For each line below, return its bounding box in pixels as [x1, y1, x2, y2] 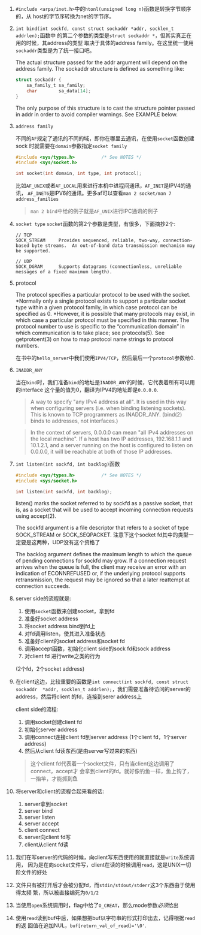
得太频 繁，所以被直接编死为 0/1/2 [15, 889, 99, 896]
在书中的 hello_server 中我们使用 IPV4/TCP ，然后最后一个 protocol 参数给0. [15, 354, 195, 361]
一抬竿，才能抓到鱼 [30, 775, 78, 782]
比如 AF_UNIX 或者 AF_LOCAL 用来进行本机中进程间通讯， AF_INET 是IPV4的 [15, 182, 186, 189]
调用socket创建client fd [24, 718, 83, 725]
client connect [24, 826, 60, 833]
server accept [24, 820, 59, 827]
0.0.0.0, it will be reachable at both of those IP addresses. [30, 448, 172, 456]
